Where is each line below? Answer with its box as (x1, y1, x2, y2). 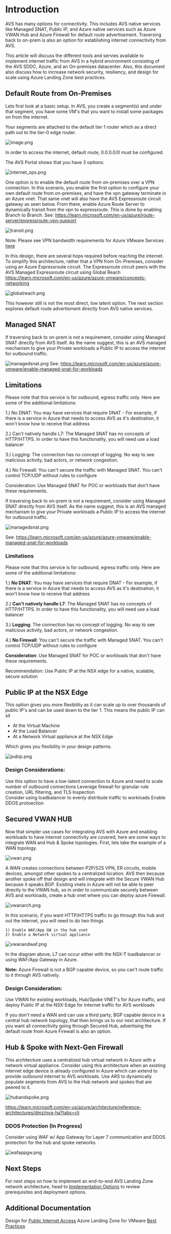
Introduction (5, 4, 59, 15)
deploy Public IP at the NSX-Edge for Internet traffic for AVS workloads (5, 1001, 155, 1008)
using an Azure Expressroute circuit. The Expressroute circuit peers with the (5, 263, 166, 270)
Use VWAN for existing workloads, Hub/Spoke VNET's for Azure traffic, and (5, 996, 165, 1003)
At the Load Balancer (12, 728, 57, 734)
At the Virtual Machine (12, 723, 60, 729)
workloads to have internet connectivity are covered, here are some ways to (5, 834, 166, 840)
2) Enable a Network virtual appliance (5, 932, 91, 937)
